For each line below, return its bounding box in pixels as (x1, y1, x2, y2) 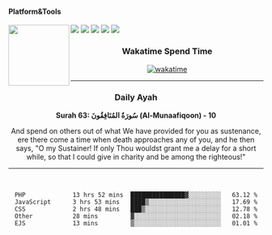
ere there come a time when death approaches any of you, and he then (17, 135, 255, 144)
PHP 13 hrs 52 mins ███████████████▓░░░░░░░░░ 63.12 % (15, 190, 257, 199)
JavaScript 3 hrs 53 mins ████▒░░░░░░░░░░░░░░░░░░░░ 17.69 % (15, 198, 257, 206)
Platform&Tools (8, 6, 62, 16)
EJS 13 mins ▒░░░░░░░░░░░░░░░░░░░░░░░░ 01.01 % (15, 219, 257, 227)
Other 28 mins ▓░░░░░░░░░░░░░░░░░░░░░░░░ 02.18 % (15, 211, 257, 220)
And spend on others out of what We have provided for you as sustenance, (11, 126, 261, 135)
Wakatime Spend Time (121, 45, 213, 57)
